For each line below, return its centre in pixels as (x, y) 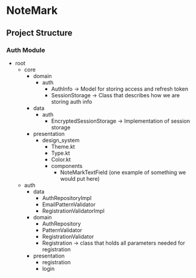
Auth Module (26, 50)
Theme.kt (63, 146)
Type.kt (61, 153)
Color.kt (61, 159)
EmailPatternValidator (69, 204)
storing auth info (72, 102)
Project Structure (39, 33)
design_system (61, 140)
